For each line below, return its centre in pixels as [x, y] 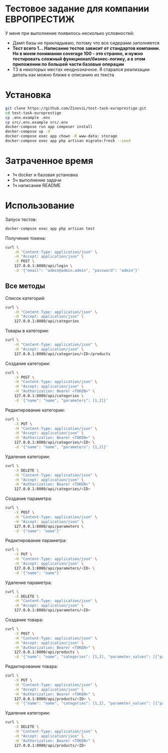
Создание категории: [28, 363]
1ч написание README [36, 185]
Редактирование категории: [35, 410]
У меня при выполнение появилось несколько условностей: [70, 33]
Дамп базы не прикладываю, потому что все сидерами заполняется [86, 42]
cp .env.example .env [28, 117]
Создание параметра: [29, 498]
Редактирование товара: [32, 666]
